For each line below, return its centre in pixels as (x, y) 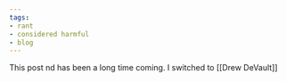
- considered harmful (49, 34)
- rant (21, 26)
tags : (19, 17)
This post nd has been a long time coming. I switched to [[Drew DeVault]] (143, 68)
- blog (21, 42)
